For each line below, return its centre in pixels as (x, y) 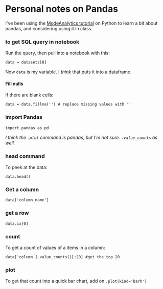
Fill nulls (14, 84)
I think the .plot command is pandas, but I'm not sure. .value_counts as (81, 137)
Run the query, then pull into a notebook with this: (57, 53)
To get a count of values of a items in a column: (55, 247)
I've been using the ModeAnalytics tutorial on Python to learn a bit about (81, 23)
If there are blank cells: (29, 95)
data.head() (18, 177)
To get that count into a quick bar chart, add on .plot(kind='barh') (76, 281)
